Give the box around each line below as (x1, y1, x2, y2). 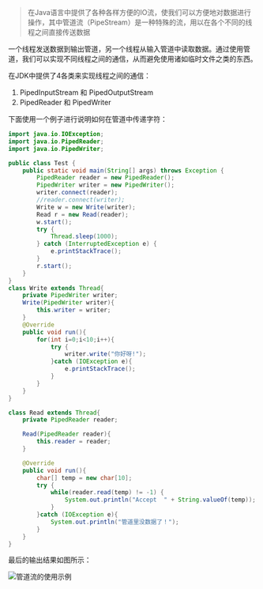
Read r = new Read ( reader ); (36, 210, 129, 218)
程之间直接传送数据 (27, 28, 91, 36)
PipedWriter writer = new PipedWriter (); (36, 181, 175, 189)
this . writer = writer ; (36, 306, 111, 315)
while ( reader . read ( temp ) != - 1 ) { (50, 489, 164, 496)
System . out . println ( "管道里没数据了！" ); (50, 518, 179, 526)
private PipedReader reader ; (22, 416, 118, 424)
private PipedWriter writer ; (22, 292, 118, 300)
